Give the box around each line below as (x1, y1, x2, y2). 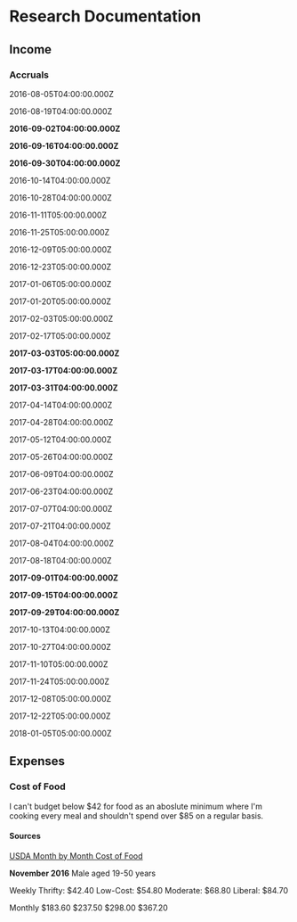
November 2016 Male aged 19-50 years (9, 868, 157, 878)
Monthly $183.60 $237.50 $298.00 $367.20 (9, 902, 169, 913)
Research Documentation (9, 6, 202, 27)
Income (9, 42, 52, 57)
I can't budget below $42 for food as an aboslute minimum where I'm (9, 801, 262, 811)
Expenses (9, 753, 65, 769)
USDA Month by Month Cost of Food (9, 850, 144, 861)
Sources (9, 831, 42, 842)
